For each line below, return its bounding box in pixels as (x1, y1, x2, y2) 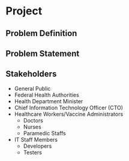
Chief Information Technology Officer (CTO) (14, 104, 124, 111)
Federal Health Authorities (14, 91, 79, 99)
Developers (23, 142, 52, 150)
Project (5, 4, 43, 18)
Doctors (23, 117, 43, 124)
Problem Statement (5, 48, 80, 58)
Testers (23, 148, 43, 156)
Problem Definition (5, 28, 77, 38)
